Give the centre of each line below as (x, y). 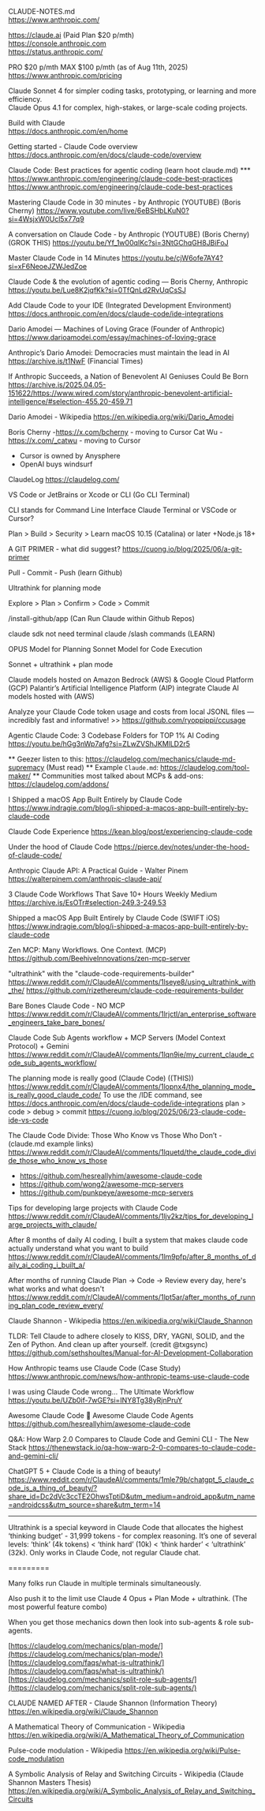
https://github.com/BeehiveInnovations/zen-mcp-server (99, 958)
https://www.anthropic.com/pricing (65, 75)
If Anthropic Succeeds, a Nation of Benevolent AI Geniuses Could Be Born (128, 376)
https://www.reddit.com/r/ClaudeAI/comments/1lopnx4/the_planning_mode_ (132, 1087)
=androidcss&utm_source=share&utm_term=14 (84, 1505)
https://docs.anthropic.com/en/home (68, 131)
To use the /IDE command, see (152, 1095)
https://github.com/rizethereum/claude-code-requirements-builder (135, 990)
